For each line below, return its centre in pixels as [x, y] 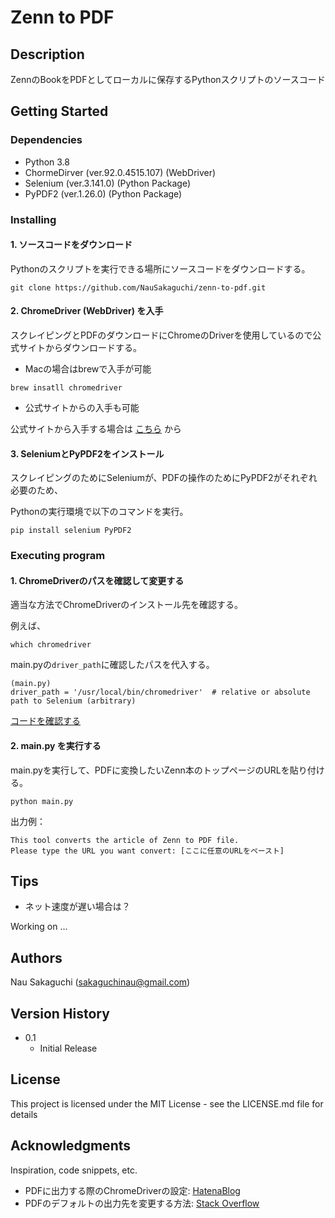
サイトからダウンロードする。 [80, 348]
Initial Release [68, 1048]
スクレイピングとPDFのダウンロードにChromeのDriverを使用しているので [161, 335]
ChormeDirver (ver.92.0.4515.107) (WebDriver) [120, 172]
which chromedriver [51, 645]
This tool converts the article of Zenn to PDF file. [125, 840]
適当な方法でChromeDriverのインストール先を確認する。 [127, 605]
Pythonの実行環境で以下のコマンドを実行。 [99, 512]
